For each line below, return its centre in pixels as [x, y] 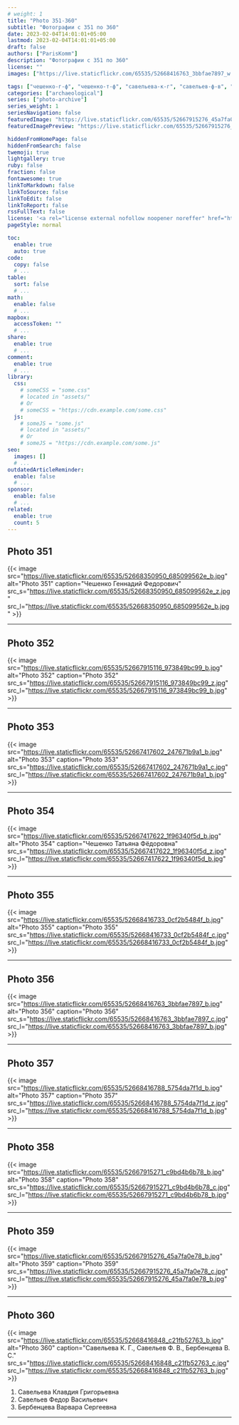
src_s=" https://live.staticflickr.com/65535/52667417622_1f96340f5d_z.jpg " [117, 851]
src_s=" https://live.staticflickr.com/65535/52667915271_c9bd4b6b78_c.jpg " [119, 1187]
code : [15, 258]
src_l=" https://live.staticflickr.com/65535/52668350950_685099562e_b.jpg [118, 607]
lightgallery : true [36, 159]
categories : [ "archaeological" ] [55, 93]
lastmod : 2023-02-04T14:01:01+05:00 [62, 41]
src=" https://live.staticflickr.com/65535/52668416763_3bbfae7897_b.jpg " [115, 1004]
